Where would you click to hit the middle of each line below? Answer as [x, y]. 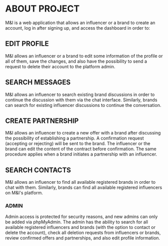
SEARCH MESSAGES [38, 83]
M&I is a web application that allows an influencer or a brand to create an [80, 23]
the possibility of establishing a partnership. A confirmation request [74, 138]
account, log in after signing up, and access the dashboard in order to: [78, 28]
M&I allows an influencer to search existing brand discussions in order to [80, 94]
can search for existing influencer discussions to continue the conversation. [83, 105]
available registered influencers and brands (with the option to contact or [80, 227]
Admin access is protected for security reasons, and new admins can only [81, 217]
